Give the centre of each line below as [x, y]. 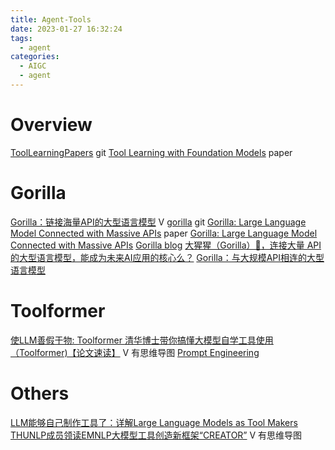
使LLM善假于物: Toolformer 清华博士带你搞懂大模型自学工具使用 [142, 340]
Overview [51, 125]
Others [40, 393]
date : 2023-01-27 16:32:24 [66, 29]
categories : [35, 57]
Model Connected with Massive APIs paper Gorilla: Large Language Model [164, 233]
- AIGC [33, 66]
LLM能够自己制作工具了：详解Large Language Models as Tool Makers [154, 422]
